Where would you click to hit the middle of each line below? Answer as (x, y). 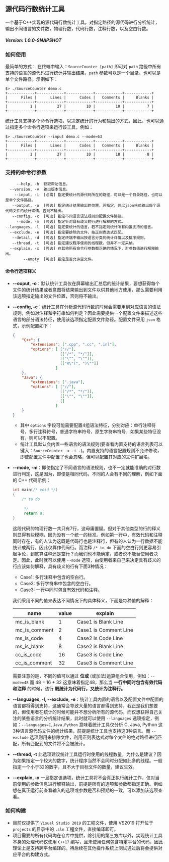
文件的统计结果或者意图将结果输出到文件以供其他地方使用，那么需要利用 (87, 290)
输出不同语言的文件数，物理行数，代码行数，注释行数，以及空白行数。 (78, 28)
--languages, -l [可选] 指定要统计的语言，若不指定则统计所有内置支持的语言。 (80, 227)
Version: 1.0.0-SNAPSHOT (33, 40)
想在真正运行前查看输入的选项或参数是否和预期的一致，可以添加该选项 (85, 790)
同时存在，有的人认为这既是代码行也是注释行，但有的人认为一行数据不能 (87, 541)
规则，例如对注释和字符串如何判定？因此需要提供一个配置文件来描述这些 (87, 313)
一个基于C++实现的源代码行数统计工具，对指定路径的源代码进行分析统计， (82, 22)
